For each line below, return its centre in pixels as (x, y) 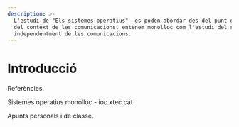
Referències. (26, 89)
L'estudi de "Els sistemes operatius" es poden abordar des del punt (121, 21)
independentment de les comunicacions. (73, 34)
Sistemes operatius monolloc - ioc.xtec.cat (70, 102)
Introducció (42, 69)
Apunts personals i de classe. (51, 116)
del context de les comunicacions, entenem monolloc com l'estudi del (121, 27)
